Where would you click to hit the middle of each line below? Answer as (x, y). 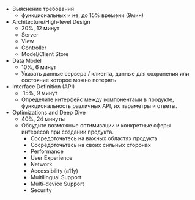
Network (41, 164)
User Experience (51, 158)
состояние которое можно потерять (69, 80)
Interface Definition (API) (43, 87)
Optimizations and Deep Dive (49, 112)
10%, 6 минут (39, 67)
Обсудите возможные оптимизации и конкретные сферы (96, 125)
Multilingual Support (56, 177)
